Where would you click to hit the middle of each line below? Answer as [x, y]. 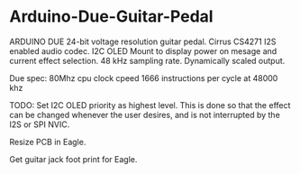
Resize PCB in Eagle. [48, 142]
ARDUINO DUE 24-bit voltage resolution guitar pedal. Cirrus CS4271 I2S [143, 41]
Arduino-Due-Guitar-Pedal [111, 17]
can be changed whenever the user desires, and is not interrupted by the [145, 114]
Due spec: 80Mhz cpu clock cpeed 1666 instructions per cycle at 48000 [144, 78]
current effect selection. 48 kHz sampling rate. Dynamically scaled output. [147, 60]
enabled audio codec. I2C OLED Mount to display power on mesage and [143, 50]
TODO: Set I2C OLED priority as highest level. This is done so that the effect [150, 105]
